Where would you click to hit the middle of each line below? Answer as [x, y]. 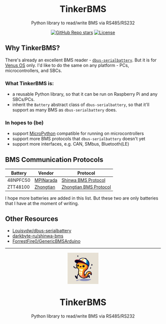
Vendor [46, 173]
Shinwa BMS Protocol [83, 180]
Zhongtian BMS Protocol [86, 187]
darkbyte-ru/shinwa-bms [38, 236]
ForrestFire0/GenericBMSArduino [46, 241]
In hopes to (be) [24, 122]
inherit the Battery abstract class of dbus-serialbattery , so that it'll [81, 105]
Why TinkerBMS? [33, 48]
